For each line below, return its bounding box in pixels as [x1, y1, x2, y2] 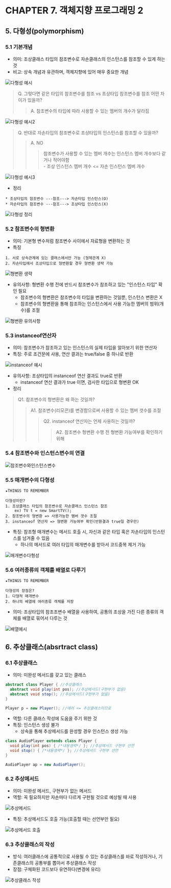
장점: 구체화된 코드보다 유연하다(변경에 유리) [12, 866, 101, 873]
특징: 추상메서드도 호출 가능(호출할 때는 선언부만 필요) [12, 816, 120, 822]
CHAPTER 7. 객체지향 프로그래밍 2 [5, 5, 144, 16]
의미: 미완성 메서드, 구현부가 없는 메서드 [12, 788, 92, 794]
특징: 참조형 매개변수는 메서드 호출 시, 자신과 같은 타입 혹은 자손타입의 [12, 529, 152, 535]
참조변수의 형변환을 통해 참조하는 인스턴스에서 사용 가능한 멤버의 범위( [20, 301, 160, 307]
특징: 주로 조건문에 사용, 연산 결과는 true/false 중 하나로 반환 [12, 351, 134, 357]
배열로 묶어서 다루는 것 [22, 615, 68, 622]
